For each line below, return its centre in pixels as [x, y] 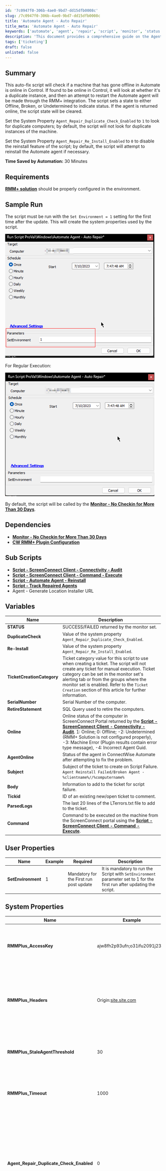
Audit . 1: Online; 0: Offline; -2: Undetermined [109, 732]
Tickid [14, 796]
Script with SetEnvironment [129, 874]
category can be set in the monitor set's [103, 674]
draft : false [19, 47]
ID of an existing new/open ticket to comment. [109, 796]
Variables [20, 606]
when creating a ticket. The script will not [104, 663]
